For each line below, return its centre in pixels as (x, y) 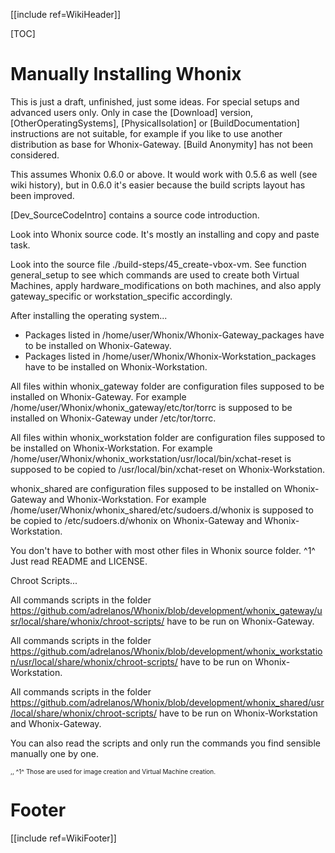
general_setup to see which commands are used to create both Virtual (155, 275)
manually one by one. (54, 753)
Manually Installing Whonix (126, 74)
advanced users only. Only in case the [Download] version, (132, 112)
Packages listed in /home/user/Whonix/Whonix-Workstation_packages (170, 356)
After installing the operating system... (89, 315)
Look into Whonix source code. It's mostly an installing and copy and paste (165, 234)
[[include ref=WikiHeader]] (66, 14)
